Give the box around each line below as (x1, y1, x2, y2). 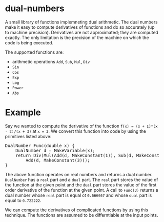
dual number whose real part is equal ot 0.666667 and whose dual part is (5, 192, 152, 198)
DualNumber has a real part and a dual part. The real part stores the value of (5, 177, 158, 182)
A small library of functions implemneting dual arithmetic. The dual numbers (5, 19, 158, 25)
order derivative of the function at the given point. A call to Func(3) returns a (5, 187, 159, 193)
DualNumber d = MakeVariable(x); (15, 147, 96, 153)
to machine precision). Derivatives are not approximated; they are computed (5, 29, 159, 35)
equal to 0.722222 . (5, 197, 41, 203)
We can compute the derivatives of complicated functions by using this (5, 207, 148, 213)
